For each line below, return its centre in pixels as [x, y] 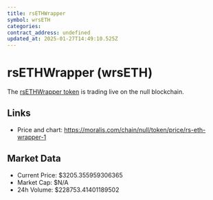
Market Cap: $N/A [43, 182]
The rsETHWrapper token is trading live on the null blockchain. [96, 92]
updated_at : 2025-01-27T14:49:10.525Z [63, 39]
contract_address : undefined [49, 33]
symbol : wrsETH [29, 20]
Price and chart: [40, 129]
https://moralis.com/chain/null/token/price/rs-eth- [135, 129]
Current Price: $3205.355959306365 [70, 175]
